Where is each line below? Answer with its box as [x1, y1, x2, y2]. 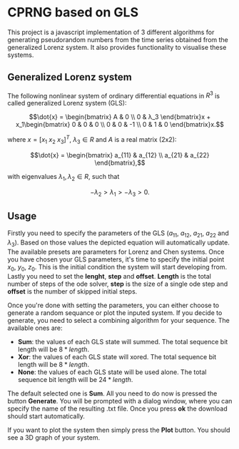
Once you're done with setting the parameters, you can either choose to [7, 301, 220, 309]
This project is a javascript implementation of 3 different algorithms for [7, 28, 215, 36]
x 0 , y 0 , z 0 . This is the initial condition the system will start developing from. [7, 262, 227, 273]
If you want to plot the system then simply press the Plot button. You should [7, 425, 230, 434]
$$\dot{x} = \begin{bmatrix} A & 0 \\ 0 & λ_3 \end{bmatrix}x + [29, 113, 211, 121]
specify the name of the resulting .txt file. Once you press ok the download [7, 404, 228, 413]
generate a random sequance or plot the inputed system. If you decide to [7, 308, 223, 317]
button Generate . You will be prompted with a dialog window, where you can [7, 396, 233, 405]
